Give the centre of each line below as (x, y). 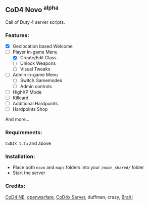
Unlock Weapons (38, 63)
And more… (17, 119)
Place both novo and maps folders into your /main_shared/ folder (78, 168)
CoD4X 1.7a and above (28, 143)
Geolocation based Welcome (43, 46)
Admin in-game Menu (35, 75)
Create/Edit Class (38, 58)
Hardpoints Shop (30, 109)
